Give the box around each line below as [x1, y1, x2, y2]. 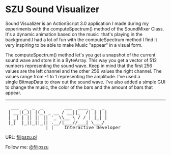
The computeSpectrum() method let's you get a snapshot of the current [5, 52, 156, 58]
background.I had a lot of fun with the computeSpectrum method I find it [5, 37, 157, 43]
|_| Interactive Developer [45, 125, 121, 130]
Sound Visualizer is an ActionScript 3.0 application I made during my [5, 20, 149, 26]
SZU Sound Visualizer [5, 4, 100, 15]
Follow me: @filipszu [5, 144, 49, 150]
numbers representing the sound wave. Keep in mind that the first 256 [5, 63, 153, 69]
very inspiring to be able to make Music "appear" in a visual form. [5, 42, 142, 48]
